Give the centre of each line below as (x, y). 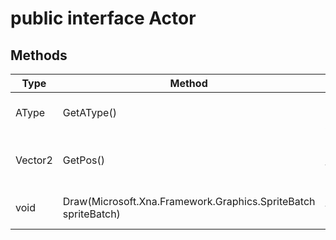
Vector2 (34, 160)
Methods (39, 55)
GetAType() (89, 112)
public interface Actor (103, 18)
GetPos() (83, 160)
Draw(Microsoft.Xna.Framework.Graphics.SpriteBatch (189, 201)
